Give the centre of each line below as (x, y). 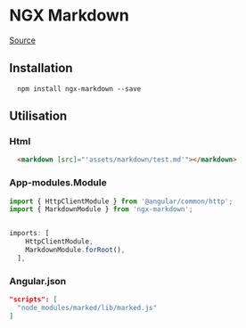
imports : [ (29, 234)
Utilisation (38, 116)
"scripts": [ (33, 299)
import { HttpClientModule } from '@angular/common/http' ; (121, 201)
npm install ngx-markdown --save (79, 89)
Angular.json (38, 281)
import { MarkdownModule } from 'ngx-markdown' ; (101, 209)
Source (22, 40)
